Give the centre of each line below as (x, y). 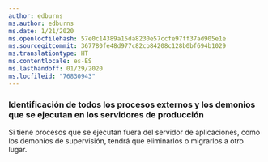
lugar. (18, 149)
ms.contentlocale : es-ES (50, 62)
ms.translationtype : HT (49, 53)
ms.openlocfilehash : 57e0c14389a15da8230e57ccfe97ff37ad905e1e (117, 38)
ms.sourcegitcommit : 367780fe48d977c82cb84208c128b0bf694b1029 (117, 46)
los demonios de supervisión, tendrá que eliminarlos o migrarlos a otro (126, 141)
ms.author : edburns (41, 23)
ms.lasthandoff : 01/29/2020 (56, 69)
